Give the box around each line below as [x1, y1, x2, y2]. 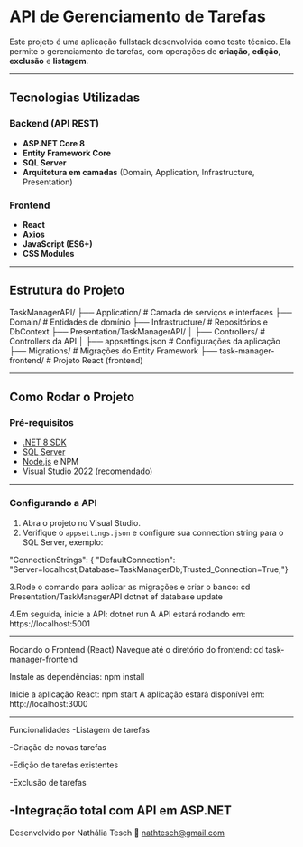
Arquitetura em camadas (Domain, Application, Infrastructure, [22, 166, 255, 177]
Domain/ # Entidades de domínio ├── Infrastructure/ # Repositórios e [9, 316, 269, 327]
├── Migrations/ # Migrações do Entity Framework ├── [9, 345, 218, 356]
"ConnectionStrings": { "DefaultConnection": [9, 554, 176, 565]
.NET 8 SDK [22, 437, 67, 448]
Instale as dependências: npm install [9, 671, 145, 682]
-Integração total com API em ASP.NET [9, 803, 233, 819]
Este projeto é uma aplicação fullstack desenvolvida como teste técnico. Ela [9, 36, 291, 47]
